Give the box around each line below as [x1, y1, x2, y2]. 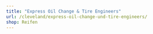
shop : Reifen [6, 19, 38, 25]
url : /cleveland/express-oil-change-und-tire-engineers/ [6, 14, 148, 20]
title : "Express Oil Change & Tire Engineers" [6, 8, 121, 14]
